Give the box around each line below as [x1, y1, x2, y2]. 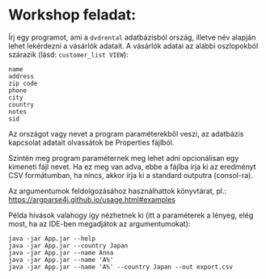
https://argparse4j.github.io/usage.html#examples [8, 194, 176, 204]
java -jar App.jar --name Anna [8, 248, 114, 256]
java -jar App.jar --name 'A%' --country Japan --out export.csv [8, 263, 233, 271]
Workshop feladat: [8, 6, 137, 24]
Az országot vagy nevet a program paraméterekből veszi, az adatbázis [8, 129, 244, 138]
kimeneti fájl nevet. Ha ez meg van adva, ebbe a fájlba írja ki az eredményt [8, 162, 256, 171]
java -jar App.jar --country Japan [8, 241, 129, 250]
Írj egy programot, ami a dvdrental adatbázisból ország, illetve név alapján [8, 32, 256, 42]
